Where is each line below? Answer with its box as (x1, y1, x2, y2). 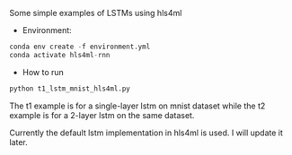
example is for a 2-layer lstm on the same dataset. (9, 109, 195, 120)
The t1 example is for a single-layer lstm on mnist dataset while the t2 (9, 100, 266, 111)
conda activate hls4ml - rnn (9, 50, 111, 59)
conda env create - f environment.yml (9, 42, 151, 51)
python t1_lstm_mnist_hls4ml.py (9, 84, 130, 93)
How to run (22, 66, 65, 77)
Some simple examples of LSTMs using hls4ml (9, 8, 182, 18)
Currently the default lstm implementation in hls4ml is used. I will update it (9, 127, 283, 138)
